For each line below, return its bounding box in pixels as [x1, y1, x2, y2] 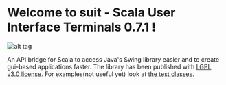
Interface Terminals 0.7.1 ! [7, 19, 157, 35]
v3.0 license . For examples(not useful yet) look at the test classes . [7, 70, 194, 78]
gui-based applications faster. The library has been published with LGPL [7, 62, 212, 71]
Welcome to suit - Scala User [7, 5, 176, 21]
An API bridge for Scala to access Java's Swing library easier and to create [7, 55, 220, 63]
